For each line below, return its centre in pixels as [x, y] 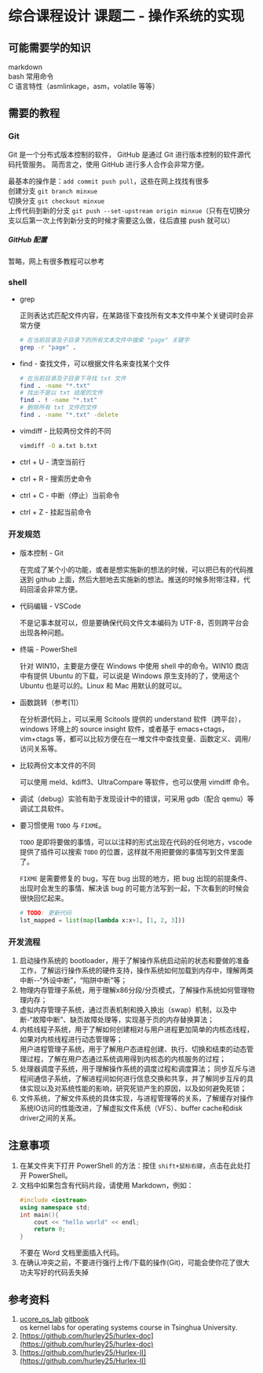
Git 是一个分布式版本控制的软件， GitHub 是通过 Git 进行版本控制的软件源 [126, 154]
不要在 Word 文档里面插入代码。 [71, 1253]
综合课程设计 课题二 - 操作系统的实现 [126, 16]
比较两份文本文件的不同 [57, 766]
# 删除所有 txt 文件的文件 [58, 408]
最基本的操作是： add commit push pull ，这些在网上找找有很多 [109, 181]
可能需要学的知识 [49, 48]
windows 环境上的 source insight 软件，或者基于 [98, 729]
